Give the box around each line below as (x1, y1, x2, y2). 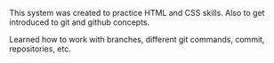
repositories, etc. (9, 43, 71, 54)
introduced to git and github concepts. (9, 17, 149, 28)
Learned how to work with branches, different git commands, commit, (9, 35, 265, 44)
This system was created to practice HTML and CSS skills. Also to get (9, 8, 265, 18)
